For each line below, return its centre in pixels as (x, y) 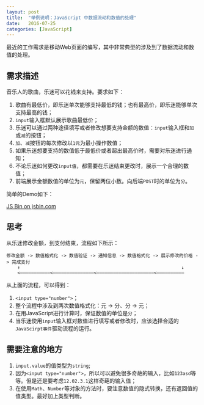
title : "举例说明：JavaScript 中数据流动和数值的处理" (71, 18)
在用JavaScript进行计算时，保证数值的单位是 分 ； (76, 313)
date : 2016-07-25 (31, 23)
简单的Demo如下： (30, 194)
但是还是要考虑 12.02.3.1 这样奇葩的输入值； (81, 381)
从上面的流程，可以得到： (38, 285)
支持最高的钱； (34, 112)
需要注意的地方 (35, 350)
